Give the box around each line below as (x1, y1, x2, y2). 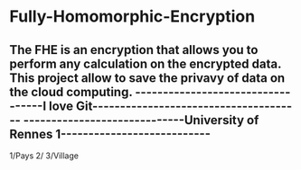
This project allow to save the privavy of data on (9, 70, 286, 85)
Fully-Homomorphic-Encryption (9, 6, 256, 27)
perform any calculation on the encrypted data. (9, 56, 282, 71)
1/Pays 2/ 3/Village (9, 150, 80, 161)
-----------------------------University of (23, 112, 259, 128)
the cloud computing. (9, 84, 133, 100)
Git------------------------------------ (75, 98, 293, 113)
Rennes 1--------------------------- (9, 126, 211, 141)
